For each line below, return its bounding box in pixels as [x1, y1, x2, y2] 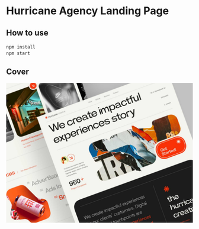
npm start [6, 50, 31, 56]
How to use [6, 28, 49, 38]
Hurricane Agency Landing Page [6, 4, 169, 18]
